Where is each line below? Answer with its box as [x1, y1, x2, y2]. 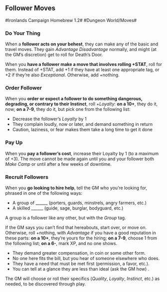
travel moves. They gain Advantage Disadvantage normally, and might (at [5, 46, 157, 52]
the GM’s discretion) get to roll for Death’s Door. [5, 52, 103, 58]
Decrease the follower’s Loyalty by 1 [12, 116, 87, 122]
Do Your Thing [5, 29, 41, 36]
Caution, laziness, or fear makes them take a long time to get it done [12, 127, 153, 133]
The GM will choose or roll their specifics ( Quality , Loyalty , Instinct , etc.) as [5, 276, 160, 282]
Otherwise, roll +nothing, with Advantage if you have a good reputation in [5, 230, 156, 236]
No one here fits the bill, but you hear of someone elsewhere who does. [12, 256, 160, 261]
